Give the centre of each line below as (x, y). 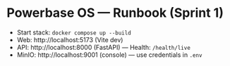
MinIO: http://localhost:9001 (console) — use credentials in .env (109, 55)
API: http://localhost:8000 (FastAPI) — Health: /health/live (104, 47)
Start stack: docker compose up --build (74, 32)
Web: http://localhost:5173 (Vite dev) (70, 39)
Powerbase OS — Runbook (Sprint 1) (115, 13)
